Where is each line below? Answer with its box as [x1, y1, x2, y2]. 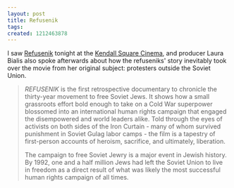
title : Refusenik [7, 17, 58, 24]
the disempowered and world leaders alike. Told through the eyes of [24, 115, 223, 123]
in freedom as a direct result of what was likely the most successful [24, 166, 221, 174]
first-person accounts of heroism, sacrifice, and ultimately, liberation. [24, 137, 226, 146]
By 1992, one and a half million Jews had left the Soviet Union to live [24, 159, 223, 167]
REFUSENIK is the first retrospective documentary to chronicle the [24, 85, 217, 93]
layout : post [7, 10, 46, 18]
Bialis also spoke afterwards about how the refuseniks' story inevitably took [7, 57, 227, 65]
